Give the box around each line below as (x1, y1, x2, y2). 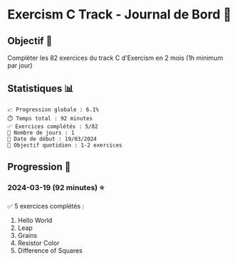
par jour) (7, 61, 33, 70)
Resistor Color (17, 239, 60, 247)
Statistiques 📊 (7, 83, 74, 95)
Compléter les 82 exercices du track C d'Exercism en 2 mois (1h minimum (7, 53, 223, 62)
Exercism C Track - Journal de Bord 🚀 (7, 6, 232, 23)
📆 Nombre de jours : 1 (7, 129, 75, 136)
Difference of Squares (17, 246, 83, 255)
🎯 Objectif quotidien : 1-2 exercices (7, 142, 122, 149)
